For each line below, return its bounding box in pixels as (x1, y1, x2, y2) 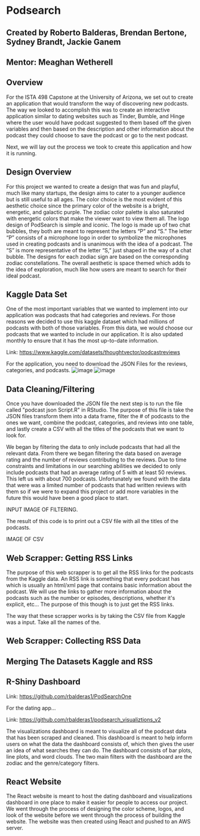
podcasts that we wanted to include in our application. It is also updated (6, 331, 183, 338)
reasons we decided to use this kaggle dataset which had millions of (6, 318, 174, 325)
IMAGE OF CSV (6, 536, 44, 543)
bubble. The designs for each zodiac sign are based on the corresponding (6, 253, 189, 260)
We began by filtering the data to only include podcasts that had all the (6, 443, 180, 451)
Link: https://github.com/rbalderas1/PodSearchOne (6, 693, 132, 700)
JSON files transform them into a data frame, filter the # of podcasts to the (6, 413, 190, 420)
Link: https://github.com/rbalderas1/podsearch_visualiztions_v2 (6, 716, 161, 723)
